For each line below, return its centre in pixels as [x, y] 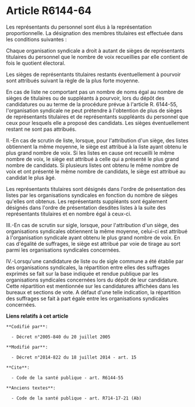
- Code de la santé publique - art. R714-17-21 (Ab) [77, 398]
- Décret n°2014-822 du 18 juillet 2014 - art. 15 [74, 357]
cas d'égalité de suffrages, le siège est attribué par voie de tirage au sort [93, 243]
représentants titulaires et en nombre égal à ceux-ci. [69, 214]
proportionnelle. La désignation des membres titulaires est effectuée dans [95, 33]
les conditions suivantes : [36, 39]
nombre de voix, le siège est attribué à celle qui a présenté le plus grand [93, 159]
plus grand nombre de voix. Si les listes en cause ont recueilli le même [90, 152]
